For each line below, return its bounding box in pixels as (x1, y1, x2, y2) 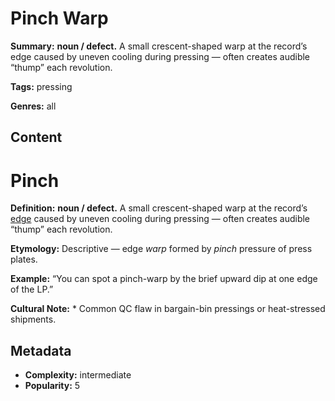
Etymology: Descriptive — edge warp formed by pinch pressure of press (10, 243, 313, 255)
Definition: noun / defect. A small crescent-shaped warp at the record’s (10, 202, 308, 214)
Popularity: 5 (24, 380, 81, 392)
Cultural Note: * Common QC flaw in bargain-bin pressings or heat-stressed (10, 303, 326, 315)
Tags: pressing (10, 80, 73, 92)
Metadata (10, 342, 72, 359)
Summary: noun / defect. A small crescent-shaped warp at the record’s (10, 40, 308, 52)
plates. (10, 253, 38, 266)
